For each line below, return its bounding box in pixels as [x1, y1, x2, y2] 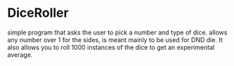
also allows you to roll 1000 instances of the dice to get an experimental [7, 43, 215, 51]
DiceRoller [7, 5, 69, 21]
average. [7, 51, 33, 59]
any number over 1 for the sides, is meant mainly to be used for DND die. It [7, 35, 223, 44]
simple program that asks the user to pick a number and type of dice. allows [7, 28, 228, 37]
